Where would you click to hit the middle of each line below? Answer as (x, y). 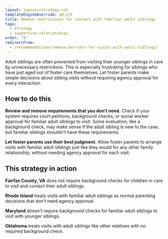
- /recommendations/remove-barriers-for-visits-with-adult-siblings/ (84, 47)
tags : (11, 24)
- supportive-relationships (39, 33)
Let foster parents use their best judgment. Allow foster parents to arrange (83, 142)
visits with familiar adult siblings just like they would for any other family (79, 147)
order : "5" (17, 38)
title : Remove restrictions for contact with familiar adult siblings (80, 19)
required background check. (35, 231)
